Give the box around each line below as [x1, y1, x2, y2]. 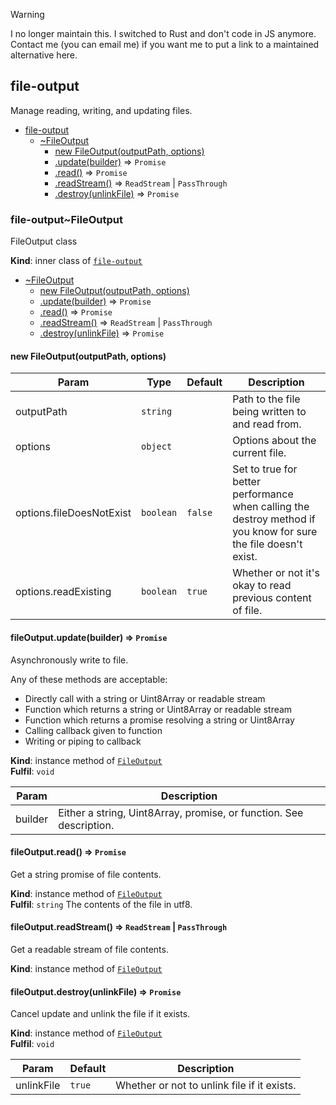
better [232, 475, 261, 489]
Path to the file [232, 392, 301, 406]
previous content [232, 591, 312, 605]
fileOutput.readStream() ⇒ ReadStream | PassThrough [10, 921, 228, 933]
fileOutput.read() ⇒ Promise [10, 846, 127, 858]
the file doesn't [232, 537, 303, 551]
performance [232, 487, 294, 501]
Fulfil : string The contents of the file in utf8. [10, 898, 193, 910]
